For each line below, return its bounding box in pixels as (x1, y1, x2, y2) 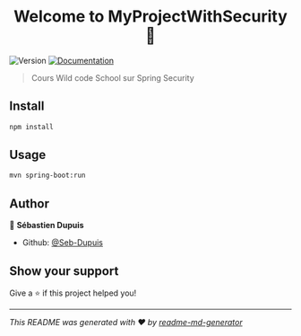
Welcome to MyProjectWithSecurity (13, 6, 288, 27)
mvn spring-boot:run (9, 171, 87, 181)
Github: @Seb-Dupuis (21, 237, 104, 248)
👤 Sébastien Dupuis (9, 220, 84, 231)
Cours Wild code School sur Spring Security (30, 72, 194, 83)
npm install (9, 122, 54, 131)
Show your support (9, 263, 119, 279)
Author (9, 196, 49, 211)
